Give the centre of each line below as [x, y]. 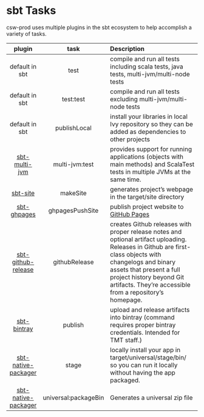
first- [183, 247]
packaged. [125, 380]
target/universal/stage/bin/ [148, 357]
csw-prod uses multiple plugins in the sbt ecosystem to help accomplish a [99, 27]
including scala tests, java [147, 66]
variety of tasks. [26, 33]
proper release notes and [146, 232]
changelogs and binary [143, 262]
